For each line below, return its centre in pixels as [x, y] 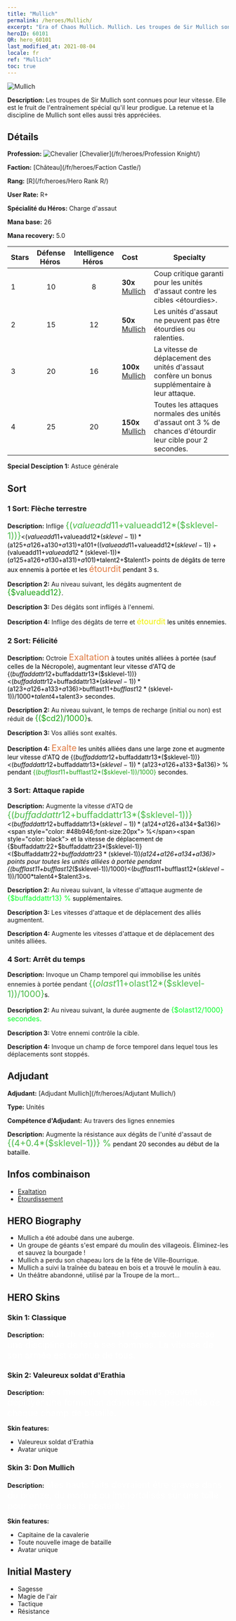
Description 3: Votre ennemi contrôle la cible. [73, 1033]
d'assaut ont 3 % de [187, 423]
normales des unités [187, 414]
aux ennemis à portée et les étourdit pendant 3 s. [83, 569]
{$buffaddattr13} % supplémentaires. [65, 898]
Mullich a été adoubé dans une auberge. [76, 1238]
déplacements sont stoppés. [48, 1054]
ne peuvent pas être [186, 320]
